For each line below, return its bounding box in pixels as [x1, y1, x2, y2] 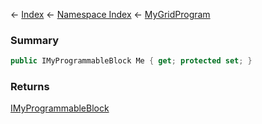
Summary [10, 33, 60, 47]
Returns [10, 80, 50, 94]
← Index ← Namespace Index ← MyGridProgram [10, 9, 211, 20]
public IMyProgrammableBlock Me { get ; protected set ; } [10, 56, 253, 66]
